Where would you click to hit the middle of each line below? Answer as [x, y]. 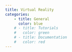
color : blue [30, 24]
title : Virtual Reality [30, 10]
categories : [17, 14]
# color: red [30, 42]
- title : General [32, 19]
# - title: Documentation [41, 38]
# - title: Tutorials [36, 28]
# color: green [32, 33]
